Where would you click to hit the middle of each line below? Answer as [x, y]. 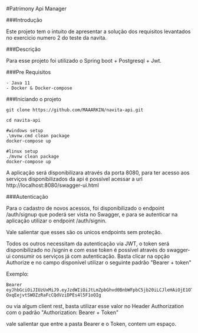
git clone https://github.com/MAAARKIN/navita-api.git [75, 110]
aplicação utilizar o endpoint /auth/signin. [57, 221]
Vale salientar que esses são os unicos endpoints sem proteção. [84, 232]
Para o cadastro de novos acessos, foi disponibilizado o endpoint [85, 208]
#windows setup [25, 131]
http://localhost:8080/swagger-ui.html [52, 185]
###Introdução [24, 20]
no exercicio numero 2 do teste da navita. [57, 38]
